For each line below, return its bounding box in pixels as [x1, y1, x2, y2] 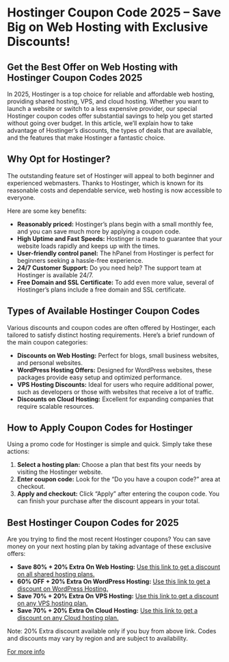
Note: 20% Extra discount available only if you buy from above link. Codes [7, 627, 217, 635]
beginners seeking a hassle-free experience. [16, 256, 144, 264]
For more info [7, 648, 45, 656]
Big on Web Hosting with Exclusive [7, 19, 208, 35]
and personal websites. [16, 358, 83, 367]
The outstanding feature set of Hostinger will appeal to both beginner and [7, 171, 215, 179]
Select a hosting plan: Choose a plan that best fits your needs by [16, 461, 202, 469]
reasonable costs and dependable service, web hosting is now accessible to [7, 186, 222, 194]
